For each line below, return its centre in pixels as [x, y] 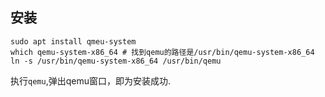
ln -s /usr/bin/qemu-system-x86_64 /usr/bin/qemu [116, 61]
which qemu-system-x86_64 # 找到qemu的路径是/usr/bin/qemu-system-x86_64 [162, 52]
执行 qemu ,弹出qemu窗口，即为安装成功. [90, 80]
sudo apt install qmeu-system [73, 41]
